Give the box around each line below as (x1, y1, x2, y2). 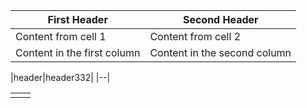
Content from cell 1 (15, 30, 107, 43)
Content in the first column (15, 46, 141, 59)
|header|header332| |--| (10, 72, 111, 83)
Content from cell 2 (149, 30, 242, 43)
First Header (47, 13, 108, 26)
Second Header (182, 13, 259, 26)
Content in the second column (149, 46, 292, 59)
